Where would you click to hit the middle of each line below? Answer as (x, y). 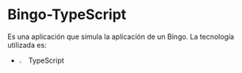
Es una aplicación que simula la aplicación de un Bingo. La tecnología (121, 36)
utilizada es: (27, 44)
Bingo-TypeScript (67, 15)
